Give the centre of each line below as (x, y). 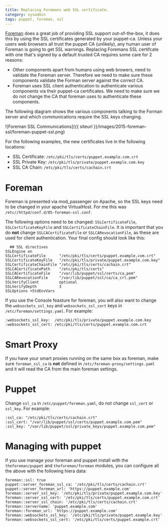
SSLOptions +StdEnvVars (30, 291)
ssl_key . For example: (28, 409)
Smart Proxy (32, 345)
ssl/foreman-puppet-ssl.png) (35, 132)
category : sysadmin (26, 15)
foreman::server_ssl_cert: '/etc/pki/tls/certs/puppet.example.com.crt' (83, 498)
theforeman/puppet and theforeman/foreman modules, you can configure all (82, 466)
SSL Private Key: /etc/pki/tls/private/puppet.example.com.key (78, 162)
